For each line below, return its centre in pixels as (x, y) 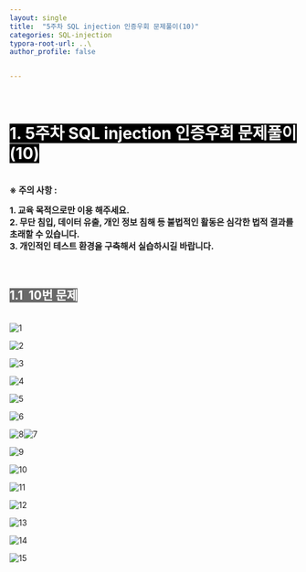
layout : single (38, 18)
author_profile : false (53, 52)
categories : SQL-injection (61, 35)
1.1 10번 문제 (44, 296)
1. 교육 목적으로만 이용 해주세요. (69, 211)
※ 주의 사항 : (33, 191)
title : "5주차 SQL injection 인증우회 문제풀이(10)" (104, 26)
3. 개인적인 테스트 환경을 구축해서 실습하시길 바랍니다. (112, 246)
